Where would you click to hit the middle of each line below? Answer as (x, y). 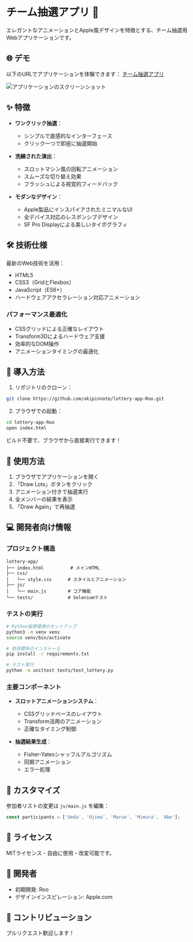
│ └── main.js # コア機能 (49, 591)
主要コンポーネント (34, 687)
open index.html (26, 428)
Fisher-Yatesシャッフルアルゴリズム (68, 755)
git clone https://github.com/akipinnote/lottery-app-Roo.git (85, 399)
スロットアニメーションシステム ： (56, 701)
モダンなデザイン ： (39, 196)
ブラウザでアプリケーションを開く (57, 476)
